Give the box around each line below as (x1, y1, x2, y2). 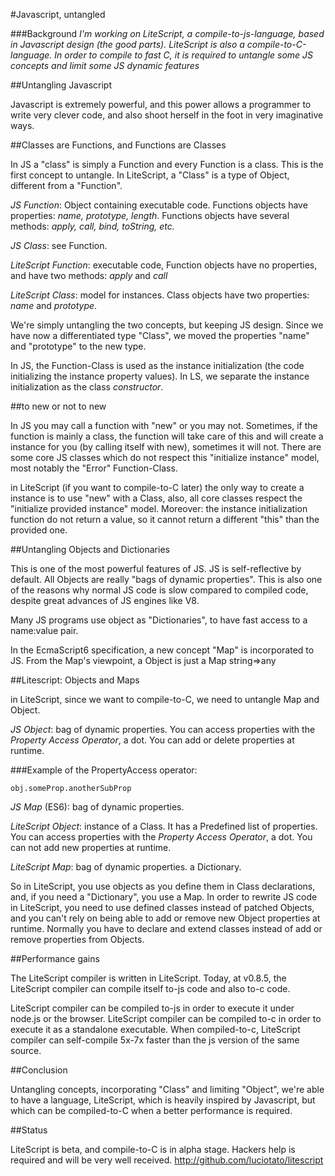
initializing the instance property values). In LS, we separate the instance (10, 370, 310, 382)
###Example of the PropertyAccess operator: (10, 764, 198, 776)
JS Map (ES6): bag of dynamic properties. (10, 801, 185, 813)
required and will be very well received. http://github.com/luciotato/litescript (10, 1154, 324, 1166)
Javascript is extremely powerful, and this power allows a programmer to (10, 99, 312, 110)
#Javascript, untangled (10, 9, 106, 20)
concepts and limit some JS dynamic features (10, 60, 200, 71)
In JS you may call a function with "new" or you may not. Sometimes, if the (10, 420, 318, 431)
